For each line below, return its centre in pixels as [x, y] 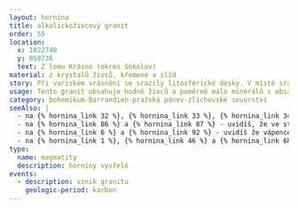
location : [27, 42]
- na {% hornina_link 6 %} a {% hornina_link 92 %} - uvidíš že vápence [154, 133]
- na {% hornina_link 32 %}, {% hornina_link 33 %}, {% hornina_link [148, 116]
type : [19, 149]
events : [24, 173]
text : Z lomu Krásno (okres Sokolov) [87, 67]
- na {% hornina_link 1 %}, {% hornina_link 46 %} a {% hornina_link [148, 141]
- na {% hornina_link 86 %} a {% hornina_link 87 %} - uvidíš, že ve [148, 125]
